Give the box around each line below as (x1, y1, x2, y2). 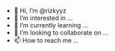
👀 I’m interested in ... (13, 14, 73, 22)
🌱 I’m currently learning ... (13, 21, 89, 29)
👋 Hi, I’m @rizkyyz (13, 7, 67, 14)
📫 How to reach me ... (13, 37, 79, 44)
